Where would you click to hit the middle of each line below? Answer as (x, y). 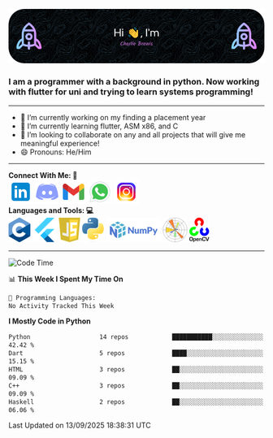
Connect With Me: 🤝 (43, 175)
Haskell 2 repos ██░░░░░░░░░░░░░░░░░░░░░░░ (136, 402)
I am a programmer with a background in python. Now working (134, 82)
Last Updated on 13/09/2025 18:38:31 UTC (80, 425)
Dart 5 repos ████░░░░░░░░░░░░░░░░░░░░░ (136, 353)
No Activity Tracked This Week (61, 306)
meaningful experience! (60, 143)
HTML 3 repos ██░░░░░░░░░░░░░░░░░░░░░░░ (136, 369)
